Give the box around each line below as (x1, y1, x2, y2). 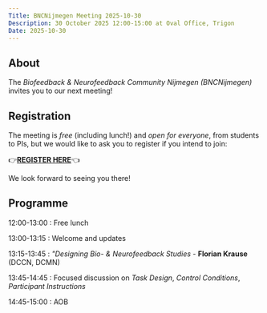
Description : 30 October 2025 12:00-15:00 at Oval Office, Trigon (8, 19, 235, 27)
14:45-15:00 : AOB (8, 297, 69, 307)
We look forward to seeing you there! (8, 174, 131, 183)
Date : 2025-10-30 (8, 26, 67, 34)
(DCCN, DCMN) (8, 257, 60, 267)
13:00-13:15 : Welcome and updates (8, 233, 127, 243)
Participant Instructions (8, 281, 86, 291)
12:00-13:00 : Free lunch (8, 218, 89, 227)
